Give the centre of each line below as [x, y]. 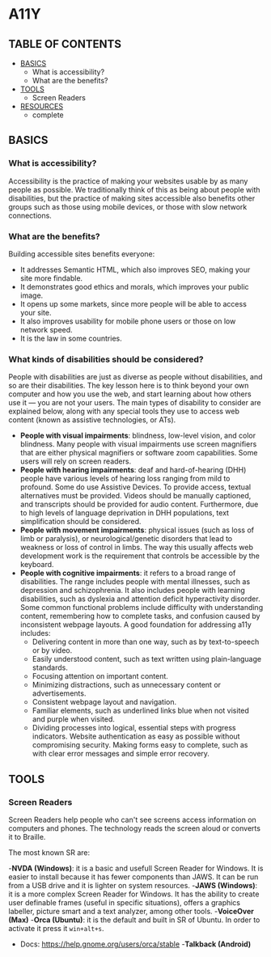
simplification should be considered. [80, 522]
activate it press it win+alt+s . [56, 928]
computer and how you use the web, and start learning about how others [130, 394]
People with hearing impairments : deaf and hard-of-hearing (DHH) [133, 470]
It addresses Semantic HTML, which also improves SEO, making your [135, 269]
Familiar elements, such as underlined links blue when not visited [140, 711]
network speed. [46, 329]
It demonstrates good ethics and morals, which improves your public [134, 286]
